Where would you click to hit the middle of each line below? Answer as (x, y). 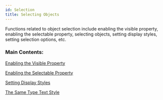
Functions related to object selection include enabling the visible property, (82, 28)
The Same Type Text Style (32, 92)
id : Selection (20, 10)
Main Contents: (24, 52)
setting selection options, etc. (36, 39)
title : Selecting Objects (32, 14)
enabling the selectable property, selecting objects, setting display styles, (81, 34)
